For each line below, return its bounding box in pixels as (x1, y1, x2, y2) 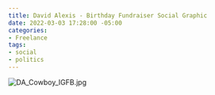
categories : (8, 26, 48, 34)
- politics (8, 56, 44, 64)
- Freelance (8, 33, 48, 42)
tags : (8, 41, 26, 49)
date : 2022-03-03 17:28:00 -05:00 (8, 19, 123, 27)
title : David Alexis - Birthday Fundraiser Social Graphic (8, 11, 208, 20)
